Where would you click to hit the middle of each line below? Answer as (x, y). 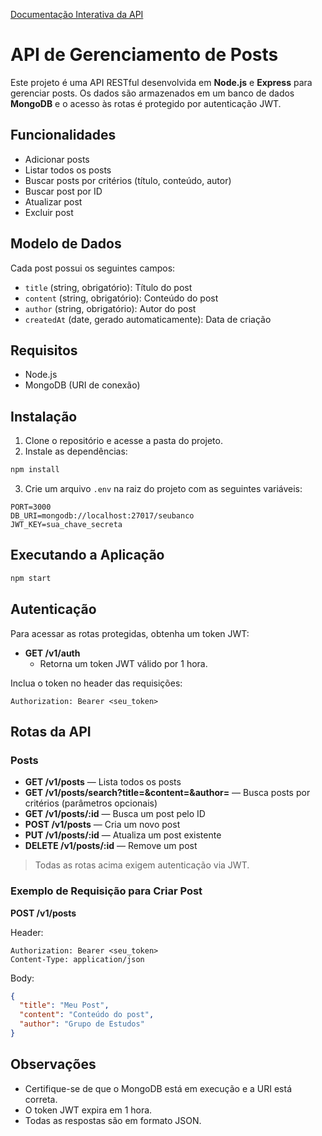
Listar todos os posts (68, 170)
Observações (53, 1064)
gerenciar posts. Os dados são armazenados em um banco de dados (152, 93)
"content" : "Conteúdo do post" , (87, 1015)
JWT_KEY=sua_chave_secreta (66, 525)
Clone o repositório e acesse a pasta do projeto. (123, 441)
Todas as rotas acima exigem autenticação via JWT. (142, 865)
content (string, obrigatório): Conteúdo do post (121, 298)
